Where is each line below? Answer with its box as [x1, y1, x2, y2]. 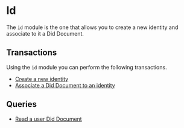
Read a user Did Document [14, 115, 83, 123]
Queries [6, 99, 37, 109]
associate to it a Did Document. [6, 30, 84, 37]
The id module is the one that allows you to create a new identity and [6, 24, 179, 31]
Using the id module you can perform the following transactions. [6, 63, 167, 71]
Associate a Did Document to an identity [14, 82, 116, 89]
